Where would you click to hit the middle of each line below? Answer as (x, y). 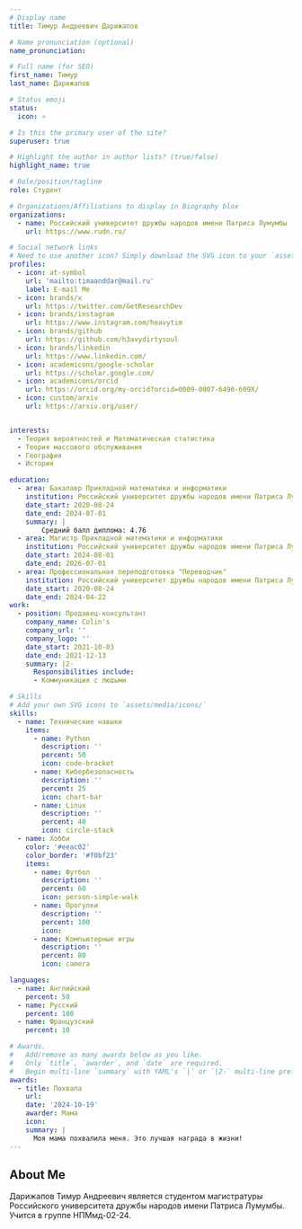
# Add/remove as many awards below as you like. (106, 1055)
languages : (30, 980)
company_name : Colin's (68, 622)
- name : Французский (56, 1022)
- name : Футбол (62, 872)
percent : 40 (64, 822)
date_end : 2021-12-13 (66, 655)
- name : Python (62, 738)
